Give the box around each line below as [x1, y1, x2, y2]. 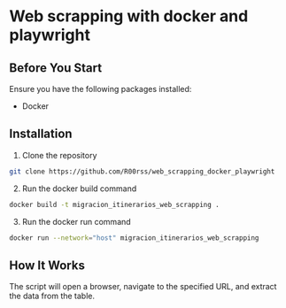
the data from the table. [9, 290, 96, 302]
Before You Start [9, 60, 103, 75]
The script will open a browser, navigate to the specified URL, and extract [9, 281, 277, 292]
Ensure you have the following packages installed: [9, 84, 192, 94]
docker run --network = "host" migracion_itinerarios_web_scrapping [9, 233, 259, 243]
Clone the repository [21, 150, 97, 160]
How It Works [9, 258, 86, 273]
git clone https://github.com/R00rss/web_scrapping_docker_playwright [9, 166, 275, 176]
